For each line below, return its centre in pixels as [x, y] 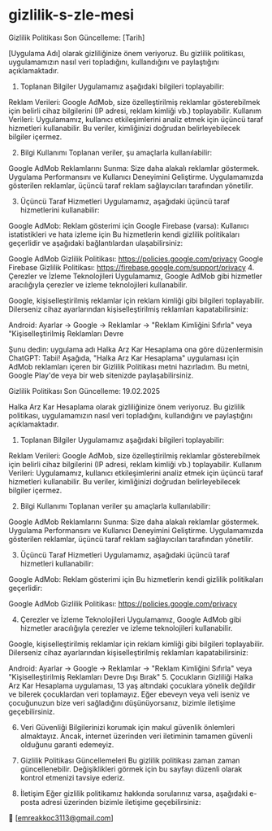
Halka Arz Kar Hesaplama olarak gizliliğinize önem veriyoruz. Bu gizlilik [127, 407]
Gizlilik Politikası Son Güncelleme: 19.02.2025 [84, 391]
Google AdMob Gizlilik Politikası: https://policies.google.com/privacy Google [136, 259]
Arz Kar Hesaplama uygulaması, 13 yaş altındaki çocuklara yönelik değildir [132, 685]
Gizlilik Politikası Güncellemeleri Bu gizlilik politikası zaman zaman [130, 760]
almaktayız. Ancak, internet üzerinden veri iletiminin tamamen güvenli [136, 736]
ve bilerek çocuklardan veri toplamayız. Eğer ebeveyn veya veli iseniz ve [129, 694]
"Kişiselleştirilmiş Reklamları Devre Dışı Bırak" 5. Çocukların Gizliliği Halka [131, 676]
